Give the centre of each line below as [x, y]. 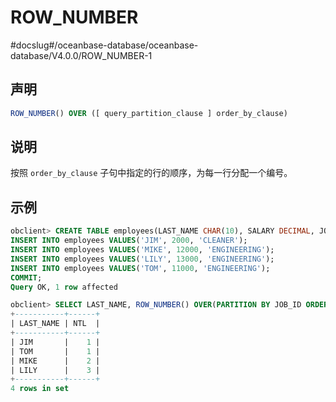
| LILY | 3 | [55, 370]
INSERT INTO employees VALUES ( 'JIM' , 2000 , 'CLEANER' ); [129, 241]
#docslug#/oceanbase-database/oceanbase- [104, 45]
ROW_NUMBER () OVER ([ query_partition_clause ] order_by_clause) [149, 113]
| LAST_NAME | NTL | [55, 324]
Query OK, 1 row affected [64, 287]
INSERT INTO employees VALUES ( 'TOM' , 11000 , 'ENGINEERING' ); [140, 268]
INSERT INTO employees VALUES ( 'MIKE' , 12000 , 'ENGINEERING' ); [142, 250]
